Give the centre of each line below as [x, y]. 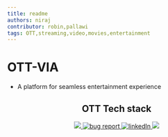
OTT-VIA [33, 67]
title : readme [28, 14]
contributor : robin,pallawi [48, 26]
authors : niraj [29, 20]
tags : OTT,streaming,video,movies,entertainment [79, 33]
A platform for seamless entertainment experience [89, 87]
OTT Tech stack [117, 108]
